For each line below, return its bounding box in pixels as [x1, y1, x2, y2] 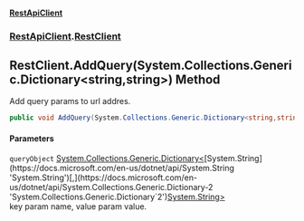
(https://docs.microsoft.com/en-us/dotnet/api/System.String [9, 163, 235, 174]
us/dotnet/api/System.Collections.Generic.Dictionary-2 [9, 182, 214, 193]
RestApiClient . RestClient [9, 30, 122, 43]
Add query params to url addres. [9, 96, 131, 107]
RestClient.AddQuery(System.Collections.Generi [9, 57, 292, 72]
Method [175, 72, 221, 87]
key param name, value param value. [9, 201, 147, 212]
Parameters [9, 132, 54, 144]
